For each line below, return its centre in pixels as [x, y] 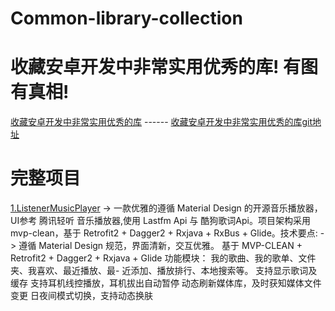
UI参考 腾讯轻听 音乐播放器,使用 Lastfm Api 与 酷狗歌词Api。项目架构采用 [160, 221]
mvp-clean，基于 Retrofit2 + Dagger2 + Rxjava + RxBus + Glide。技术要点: [164, 233]
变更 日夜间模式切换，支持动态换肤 [81, 296]
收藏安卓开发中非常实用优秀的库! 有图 [164, 67]
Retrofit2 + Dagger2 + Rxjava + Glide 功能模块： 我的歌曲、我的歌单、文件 [163, 258]
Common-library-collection [126, 18]
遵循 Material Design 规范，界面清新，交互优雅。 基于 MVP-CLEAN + [160, 246]
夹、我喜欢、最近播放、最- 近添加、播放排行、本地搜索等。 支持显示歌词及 [164, 271]
